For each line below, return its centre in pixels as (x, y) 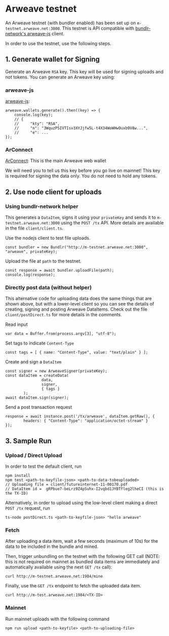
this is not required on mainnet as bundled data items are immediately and (82, 562)
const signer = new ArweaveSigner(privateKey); (56, 371)
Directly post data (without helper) (49, 287)
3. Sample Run (28, 441)
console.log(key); (34, 115)
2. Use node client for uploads (54, 192)
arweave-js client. (46, 33)
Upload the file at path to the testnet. (44, 261)
